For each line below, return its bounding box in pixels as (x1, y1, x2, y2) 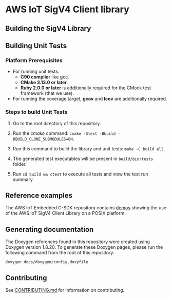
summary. (12, 176, 34, 183)
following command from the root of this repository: (5, 250, 114, 256)
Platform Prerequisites (5, 56, 63, 64)
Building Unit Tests (5, 41, 67, 50)
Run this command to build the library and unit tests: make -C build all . (12, 145, 165, 152)
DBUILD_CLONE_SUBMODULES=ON (12, 136, 73, 142)
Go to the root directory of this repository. (12, 120, 101, 126)
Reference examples (5, 191, 73, 200)
